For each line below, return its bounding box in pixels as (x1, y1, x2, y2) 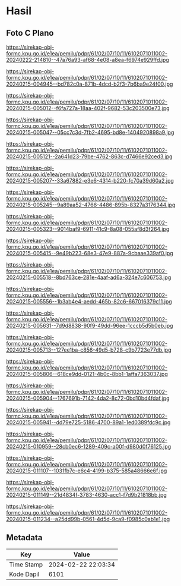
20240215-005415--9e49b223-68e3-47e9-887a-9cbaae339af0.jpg (6, 250, 173, 256)
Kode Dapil (9, 570, 40, 578)
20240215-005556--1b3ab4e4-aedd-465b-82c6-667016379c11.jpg (6, 298, 172, 305)
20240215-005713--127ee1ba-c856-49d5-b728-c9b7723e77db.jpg (6, 346, 172, 353)
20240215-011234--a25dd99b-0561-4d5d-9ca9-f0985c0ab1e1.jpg (6, 516, 170, 522)
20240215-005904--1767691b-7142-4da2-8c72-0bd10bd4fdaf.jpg (6, 394, 170, 402)
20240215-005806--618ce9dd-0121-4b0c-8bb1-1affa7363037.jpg (6, 371, 168, 377)
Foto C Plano (6, 28, 54, 38)
